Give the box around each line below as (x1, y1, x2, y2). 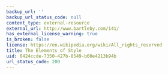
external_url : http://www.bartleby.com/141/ (6, 25, 119, 32)
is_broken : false (6, 36, 50, 42)
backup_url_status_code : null (6, 14, 82, 20)
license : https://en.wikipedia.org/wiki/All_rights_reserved (6, 42, 163, 48)
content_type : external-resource (6, 20, 90, 26)
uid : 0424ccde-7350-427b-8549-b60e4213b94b (6, 53, 117, 59)
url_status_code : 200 (6, 58, 61, 64)
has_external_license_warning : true (6, 31, 98, 37)
